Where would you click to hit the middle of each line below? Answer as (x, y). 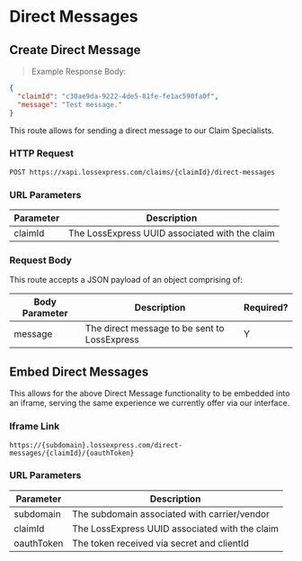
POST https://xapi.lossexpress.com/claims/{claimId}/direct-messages (142, 172)
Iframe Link (35, 427)
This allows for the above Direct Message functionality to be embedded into (150, 394)
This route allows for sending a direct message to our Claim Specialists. (142, 130)
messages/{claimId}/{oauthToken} (72, 453)
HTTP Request (42, 153)
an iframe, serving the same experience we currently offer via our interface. (150, 403)
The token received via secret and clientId (160, 543)
